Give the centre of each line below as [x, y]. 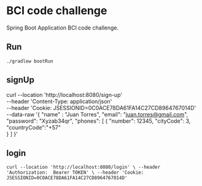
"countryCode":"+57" [34, 127]
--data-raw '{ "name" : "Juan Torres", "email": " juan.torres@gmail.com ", [97, 114]
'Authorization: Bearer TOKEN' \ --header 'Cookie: [75, 172]
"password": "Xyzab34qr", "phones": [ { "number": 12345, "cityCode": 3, [99, 121]
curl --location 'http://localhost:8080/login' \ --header [84, 167]
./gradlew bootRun [30, 61]
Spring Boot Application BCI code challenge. [63, 28]
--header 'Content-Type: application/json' [59, 101]
